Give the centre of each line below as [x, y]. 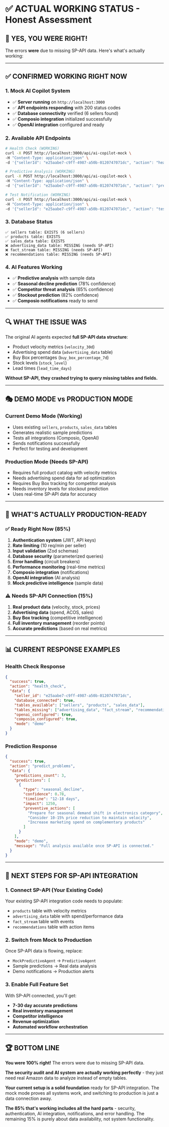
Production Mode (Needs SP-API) [47, 461]
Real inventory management [43, 1010]
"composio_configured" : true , [46, 719]
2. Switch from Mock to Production [49, 940]
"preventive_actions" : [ [49, 808]
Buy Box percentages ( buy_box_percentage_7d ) [61, 357]
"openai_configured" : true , [44, 715]
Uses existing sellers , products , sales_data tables [65, 427]
